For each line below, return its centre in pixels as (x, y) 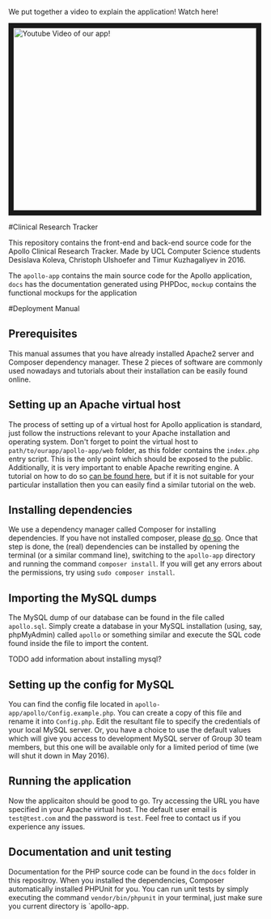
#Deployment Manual (44, 308)
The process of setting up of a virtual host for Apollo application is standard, (135, 424)
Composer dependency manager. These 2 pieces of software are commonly (135, 362)
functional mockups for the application (73, 293)
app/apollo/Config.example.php (61, 714)
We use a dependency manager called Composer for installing (112, 529)
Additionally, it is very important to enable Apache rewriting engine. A (124, 467)
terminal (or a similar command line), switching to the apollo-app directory (132, 555)
